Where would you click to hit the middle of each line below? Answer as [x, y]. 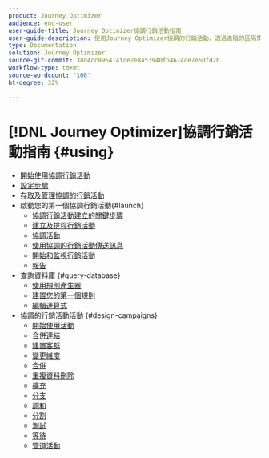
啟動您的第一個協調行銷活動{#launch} [82, 206]
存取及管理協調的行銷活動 [62, 195]
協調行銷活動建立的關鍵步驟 [78, 215]
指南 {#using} [68, 152]
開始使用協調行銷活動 [55, 175]
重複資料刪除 [53, 376]
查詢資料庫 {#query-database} [70, 275]
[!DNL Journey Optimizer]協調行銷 [124, 132]
